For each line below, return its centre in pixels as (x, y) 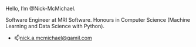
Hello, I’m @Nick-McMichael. (40, 9)
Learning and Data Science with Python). (55, 26)
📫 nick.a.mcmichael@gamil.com (53, 38)
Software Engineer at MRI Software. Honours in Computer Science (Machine (98, 20)
